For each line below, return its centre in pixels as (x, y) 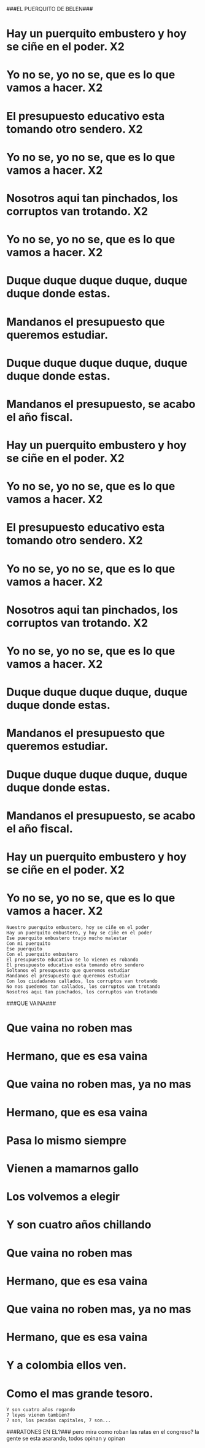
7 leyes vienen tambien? (38, 1415)
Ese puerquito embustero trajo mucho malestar (67, 938)
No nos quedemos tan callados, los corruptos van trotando (83, 986)
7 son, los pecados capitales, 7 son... (59, 1421)
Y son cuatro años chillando (79, 1225)
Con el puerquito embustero (42, 954)
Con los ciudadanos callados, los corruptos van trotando (82, 981)
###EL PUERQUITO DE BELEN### (50, 9)
